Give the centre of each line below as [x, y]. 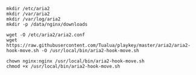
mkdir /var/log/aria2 [34, 19]
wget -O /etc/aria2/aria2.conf [46, 35]
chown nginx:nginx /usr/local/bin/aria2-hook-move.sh [76, 61]
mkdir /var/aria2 [28, 14]
